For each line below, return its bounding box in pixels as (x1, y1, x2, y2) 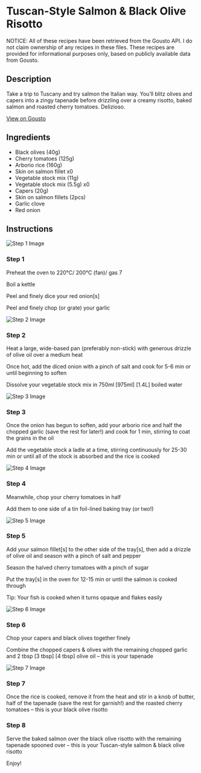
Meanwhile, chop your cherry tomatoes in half (6, 493, 121, 500)
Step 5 (6, 532, 26, 540)
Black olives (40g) (14, 148, 60, 156)
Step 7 (6, 680, 25, 688)
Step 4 (6, 480, 26, 488)
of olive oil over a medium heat (6, 351, 83, 358)
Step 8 (6, 721, 26, 729)
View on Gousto (6, 114, 46, 122)
